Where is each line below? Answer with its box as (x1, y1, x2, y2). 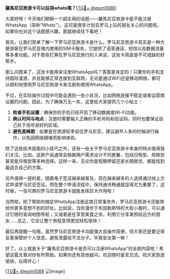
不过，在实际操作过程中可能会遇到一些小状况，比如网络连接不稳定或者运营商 (5, 92, 165, 98)
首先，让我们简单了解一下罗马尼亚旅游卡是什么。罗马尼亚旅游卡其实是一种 (5, 39, 160, 45)
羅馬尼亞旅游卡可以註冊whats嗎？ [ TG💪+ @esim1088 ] (5, 5, 117, 11)
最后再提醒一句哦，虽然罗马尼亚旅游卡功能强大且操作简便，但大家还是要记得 (5, 228, 165, 234)
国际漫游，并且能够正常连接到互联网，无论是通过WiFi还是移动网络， (9, 75, 152, 81)
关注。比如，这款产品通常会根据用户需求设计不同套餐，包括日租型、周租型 (9, 152, 165, 157)
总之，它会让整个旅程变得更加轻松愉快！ (17, 218, 102, 223)
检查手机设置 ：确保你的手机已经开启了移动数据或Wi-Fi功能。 (12, 109, 140, 115)
